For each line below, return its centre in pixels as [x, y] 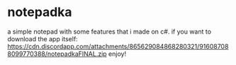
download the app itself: [43, 38]
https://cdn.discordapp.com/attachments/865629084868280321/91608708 [118, 46]
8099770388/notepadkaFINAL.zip [57, 54]
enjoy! [117, 54]
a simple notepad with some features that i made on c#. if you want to [109, 31]
